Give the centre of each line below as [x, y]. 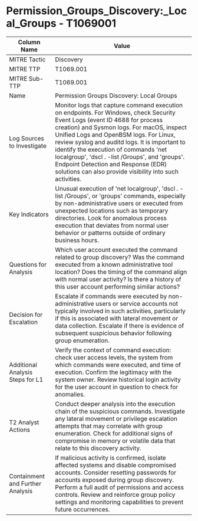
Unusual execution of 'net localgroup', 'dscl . [117, 188]
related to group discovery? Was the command [120, 257]
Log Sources [27, 138]
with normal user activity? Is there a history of [118, 279]
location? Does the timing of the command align [121, 271]
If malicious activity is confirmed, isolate [110, 457]
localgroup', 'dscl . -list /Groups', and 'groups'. [120, 156]
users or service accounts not [137, 303]
